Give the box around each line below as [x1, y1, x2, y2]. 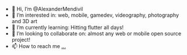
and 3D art [11, 18, 38, 24]
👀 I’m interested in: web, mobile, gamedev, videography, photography [11, 12, 179, 19]
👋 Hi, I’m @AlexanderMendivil [11, 6, 84, 12]
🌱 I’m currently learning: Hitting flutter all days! [11, 24, 124, 31]
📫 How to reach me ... [11, 43, 66, 49]
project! [11, 36, 30, 43]
